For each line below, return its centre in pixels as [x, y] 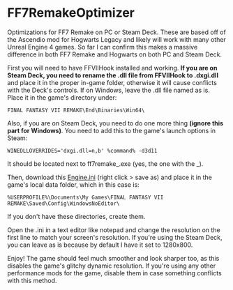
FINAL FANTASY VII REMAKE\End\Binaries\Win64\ [76, 110]
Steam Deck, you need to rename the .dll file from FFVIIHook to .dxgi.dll [113, 75]
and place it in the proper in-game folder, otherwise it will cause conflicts [112, 82]
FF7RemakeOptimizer [71, 13]
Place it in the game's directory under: [62, 97]
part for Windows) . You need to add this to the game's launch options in [112, 130]
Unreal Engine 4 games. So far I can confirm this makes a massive [103, 47]
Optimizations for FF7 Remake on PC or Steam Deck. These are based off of [117, 32]
